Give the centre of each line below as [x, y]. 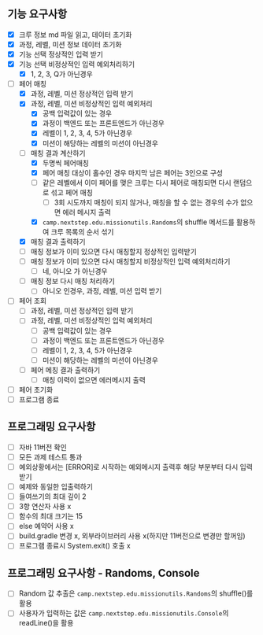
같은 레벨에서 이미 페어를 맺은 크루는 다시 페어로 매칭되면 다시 [137, 183]
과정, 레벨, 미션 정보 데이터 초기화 [70, 44]
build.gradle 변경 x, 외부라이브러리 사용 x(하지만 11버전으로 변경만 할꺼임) [132, 536]
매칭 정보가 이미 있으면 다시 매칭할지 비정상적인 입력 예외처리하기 [130, 261]
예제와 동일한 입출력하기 [56, 487]
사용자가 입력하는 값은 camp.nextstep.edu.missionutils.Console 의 [124, 613]
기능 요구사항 [37, 14]
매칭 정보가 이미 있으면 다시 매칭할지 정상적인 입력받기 [114, 251]
